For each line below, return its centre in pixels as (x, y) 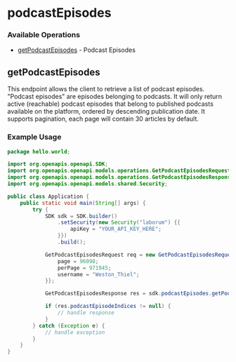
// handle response (86, 313)
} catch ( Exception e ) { (69, 326)
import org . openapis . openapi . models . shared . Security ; (88, 184)
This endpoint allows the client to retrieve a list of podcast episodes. (106, 89)
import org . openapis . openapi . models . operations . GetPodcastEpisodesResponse (120, 177)
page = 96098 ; (78, 261)
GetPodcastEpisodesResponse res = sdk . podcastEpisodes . (128, 294)
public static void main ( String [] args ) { (83, 203)
